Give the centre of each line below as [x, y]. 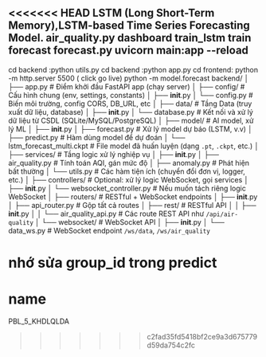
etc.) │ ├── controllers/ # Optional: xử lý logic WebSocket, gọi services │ [129, 179]
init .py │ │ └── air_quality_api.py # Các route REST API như [106, 214]
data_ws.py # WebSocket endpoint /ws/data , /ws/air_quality [110, 230]
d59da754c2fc [171, 345]
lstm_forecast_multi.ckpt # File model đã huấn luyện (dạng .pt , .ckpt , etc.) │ [134, 146]
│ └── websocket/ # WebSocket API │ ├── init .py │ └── [130, 222]
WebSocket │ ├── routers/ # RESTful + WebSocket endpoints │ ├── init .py [133, 196]
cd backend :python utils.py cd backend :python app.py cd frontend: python [133, 69]
